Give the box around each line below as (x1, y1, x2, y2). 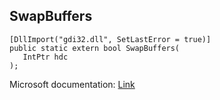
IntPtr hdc (22, 52, 69, 62)
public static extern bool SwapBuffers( (9, 43, 181, 53)
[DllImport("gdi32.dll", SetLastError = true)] (9, 34, 212, 44)
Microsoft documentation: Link (9, 78, 136, 90)
